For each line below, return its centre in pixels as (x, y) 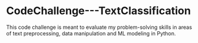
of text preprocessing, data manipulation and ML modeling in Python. (91, 33)
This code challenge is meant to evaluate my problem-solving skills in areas (99, 27)
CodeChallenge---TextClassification (98, 11)
